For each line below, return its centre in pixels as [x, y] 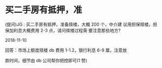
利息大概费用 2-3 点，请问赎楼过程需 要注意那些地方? [67, 30]
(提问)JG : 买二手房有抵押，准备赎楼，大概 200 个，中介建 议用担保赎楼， [79, 24]
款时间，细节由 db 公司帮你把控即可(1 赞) [46, 60]
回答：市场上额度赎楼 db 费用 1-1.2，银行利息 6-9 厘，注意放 [66, 50]
